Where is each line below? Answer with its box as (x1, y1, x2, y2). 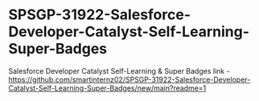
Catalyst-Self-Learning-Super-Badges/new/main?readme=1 (8, 83, 207, 93)
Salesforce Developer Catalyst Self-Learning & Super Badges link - (8, 66, 231, 75)
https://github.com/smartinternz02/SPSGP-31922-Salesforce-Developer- (8, 75, 251, 84)
